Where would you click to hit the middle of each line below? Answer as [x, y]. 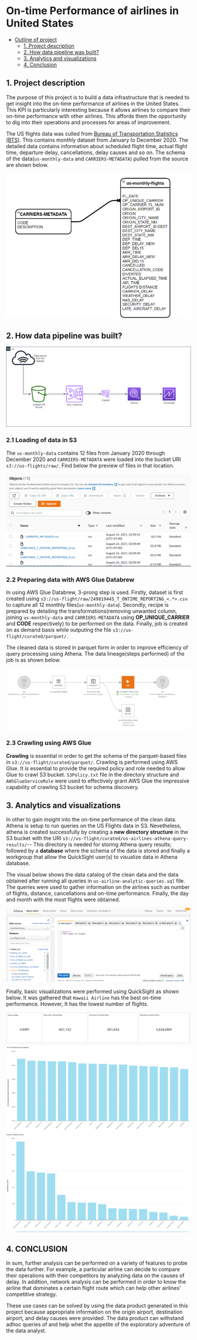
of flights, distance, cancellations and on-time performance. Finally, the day [97, 893]
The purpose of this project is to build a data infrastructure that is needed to [98, 97]
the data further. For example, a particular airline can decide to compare [93, 1269]
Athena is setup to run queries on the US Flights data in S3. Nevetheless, [94, 826]
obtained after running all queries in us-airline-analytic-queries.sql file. [96, 881]
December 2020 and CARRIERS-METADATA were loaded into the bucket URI [94, 459]
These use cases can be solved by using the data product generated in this [97, 1306]
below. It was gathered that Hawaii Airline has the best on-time [84, 998]
